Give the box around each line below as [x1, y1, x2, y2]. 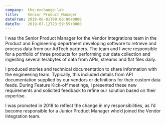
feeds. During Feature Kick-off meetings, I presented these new [5, 82, 137, 88]
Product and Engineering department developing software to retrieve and [5, 41, 156, 47]
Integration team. [5, 113, 41, 119]
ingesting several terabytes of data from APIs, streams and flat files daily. [5, 56, 156, 63]
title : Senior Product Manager [5, 12, 78, 17]
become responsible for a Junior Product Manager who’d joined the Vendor [5, 108, 161, 114]
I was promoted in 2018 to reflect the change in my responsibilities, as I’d [5, 102, 156, 108]
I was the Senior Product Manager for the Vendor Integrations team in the [5, 35, 157, 41]
